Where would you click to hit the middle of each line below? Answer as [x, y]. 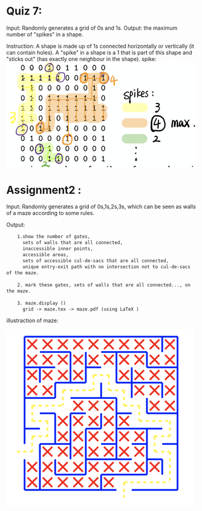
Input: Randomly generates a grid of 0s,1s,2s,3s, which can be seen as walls [101, 206]
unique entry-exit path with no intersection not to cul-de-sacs [106, 267]
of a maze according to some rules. [50, 213]
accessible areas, [45, 255]
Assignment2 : [44, 190]
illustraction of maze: [32, 321]
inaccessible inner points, [58, 249]
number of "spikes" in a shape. [45, 34]
